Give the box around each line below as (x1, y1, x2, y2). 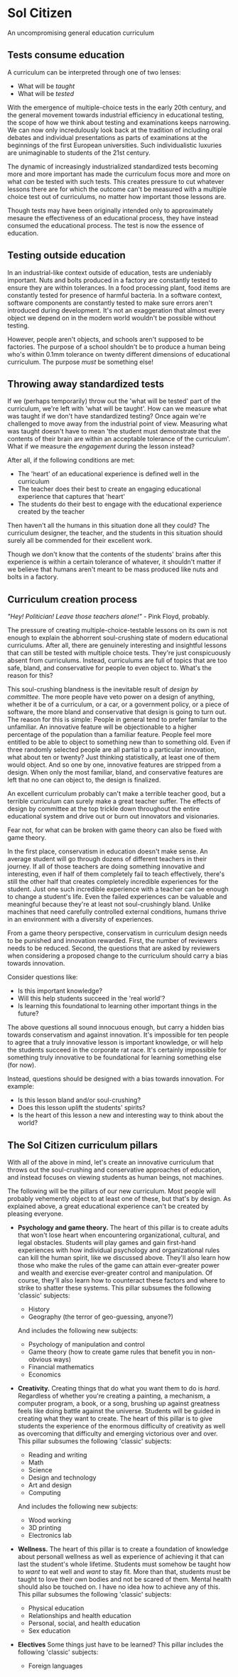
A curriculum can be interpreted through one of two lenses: (7, 68, 181, 76)
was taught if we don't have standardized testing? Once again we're (7, 412, 207, 421)
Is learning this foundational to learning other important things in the (17, 1002, 217, 1010)
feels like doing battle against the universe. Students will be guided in (17, 1407, 221, 1415)
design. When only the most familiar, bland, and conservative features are (7, 768, 224, 777)
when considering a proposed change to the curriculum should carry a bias (7, 951, 229, 960)
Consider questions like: (7, 973, 78, 981)
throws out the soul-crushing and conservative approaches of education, (7, 1165, 222, 1174)
